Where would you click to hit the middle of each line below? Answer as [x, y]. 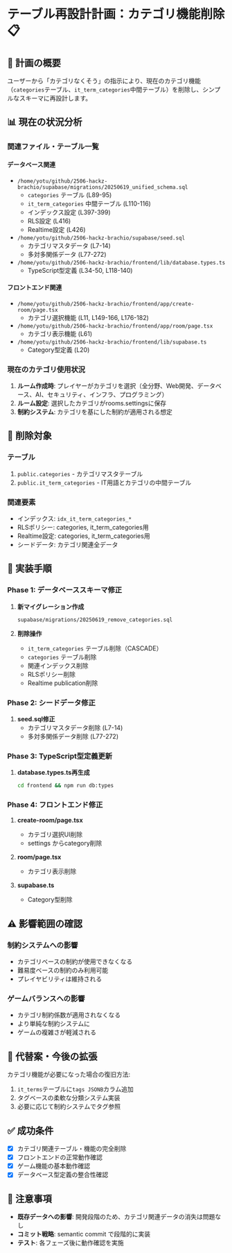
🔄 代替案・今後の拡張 [52, 1056]
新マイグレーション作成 [51, 606]
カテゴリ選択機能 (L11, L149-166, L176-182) [88, 317]
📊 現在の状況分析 [45, 122]
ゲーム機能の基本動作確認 [54, 1166]
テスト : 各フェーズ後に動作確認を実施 [71, 1243]
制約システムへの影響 [43, 945]
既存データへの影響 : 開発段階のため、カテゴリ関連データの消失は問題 [116, 1217]
